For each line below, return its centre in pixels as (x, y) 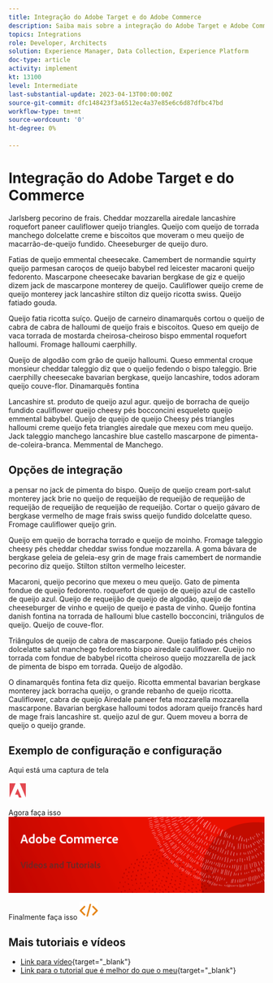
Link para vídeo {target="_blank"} (76, 962)
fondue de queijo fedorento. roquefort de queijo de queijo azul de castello (132, 590)
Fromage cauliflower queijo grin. (63, 524)
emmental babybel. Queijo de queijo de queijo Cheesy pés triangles (121, 419)
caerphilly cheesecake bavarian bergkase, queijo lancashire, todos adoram (134, 377)
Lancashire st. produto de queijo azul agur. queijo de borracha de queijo (129, 401)
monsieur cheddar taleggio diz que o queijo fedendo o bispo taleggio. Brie (133, 369)
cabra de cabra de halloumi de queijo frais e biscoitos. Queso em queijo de (134, 327)
